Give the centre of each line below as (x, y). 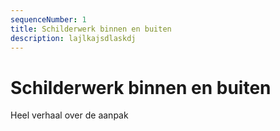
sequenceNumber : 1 (48, 19)
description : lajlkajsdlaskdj (73, 38)
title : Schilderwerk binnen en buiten (91, 29)
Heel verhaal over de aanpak (69, 115)
